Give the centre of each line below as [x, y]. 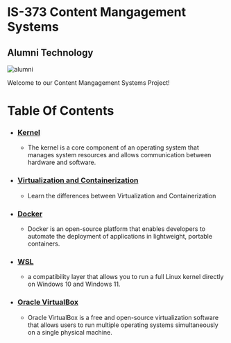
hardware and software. [62, 162]
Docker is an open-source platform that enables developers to [117, 229]
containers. [44, 244]
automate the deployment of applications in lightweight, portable [120, 237]
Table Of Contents [61, 111]
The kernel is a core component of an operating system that [113, 147]
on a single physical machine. [70, 332]
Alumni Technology [50, 53]
